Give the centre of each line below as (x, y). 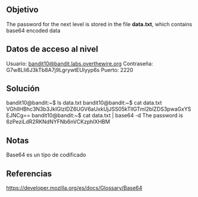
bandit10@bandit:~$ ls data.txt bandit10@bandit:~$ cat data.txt (84, 103)
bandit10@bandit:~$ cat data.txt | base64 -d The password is (107, 115)
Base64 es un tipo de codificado (46, 155)
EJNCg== (18, 115)
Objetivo (22, 10)
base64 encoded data (33, 30)
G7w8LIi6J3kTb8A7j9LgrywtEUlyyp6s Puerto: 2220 (70, 70)
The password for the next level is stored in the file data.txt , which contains (99, 24)
